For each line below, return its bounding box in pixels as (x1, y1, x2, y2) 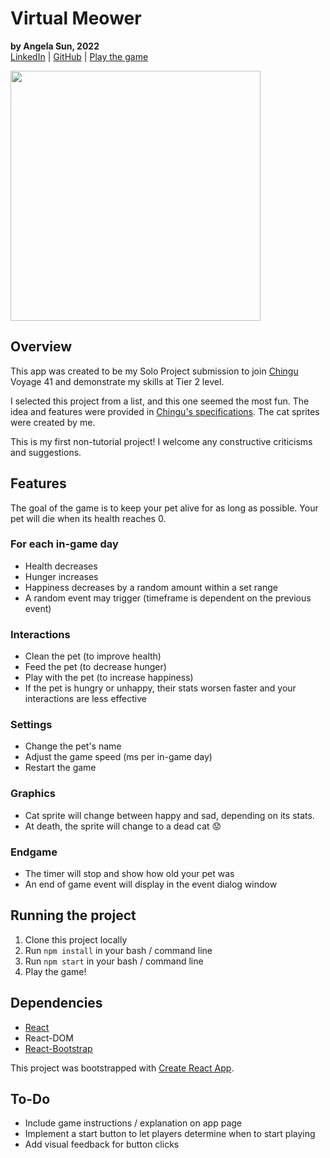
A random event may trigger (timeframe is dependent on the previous (24, 592, 312, 604)
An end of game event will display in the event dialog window (24, 878, 278, 891)
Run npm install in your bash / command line (24, 944, 213, 956)
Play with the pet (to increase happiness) (24, 672, 194, 684)
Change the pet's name (24, 740, 122, 752)
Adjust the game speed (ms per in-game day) (24, 751, 213, 763)
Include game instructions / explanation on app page (24, 1117, 242, 1129)
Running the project (10, 907, 137, 924)
